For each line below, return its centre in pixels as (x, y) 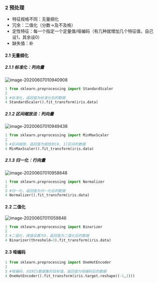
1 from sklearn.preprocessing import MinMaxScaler (57, 135)
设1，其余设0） (27, 37)
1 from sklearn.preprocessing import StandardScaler (59, 89)
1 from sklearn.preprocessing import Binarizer (54, 227)
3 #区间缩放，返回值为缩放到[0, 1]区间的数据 (45, 144)
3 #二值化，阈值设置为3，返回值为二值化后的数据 (47, 236)
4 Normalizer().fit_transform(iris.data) (47, 195)
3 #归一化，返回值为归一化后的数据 (35, 191)
